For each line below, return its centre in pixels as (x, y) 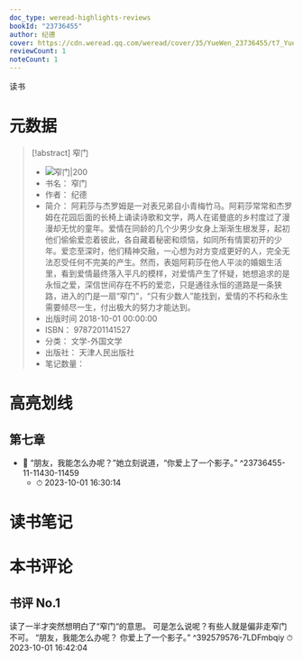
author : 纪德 (32, 34)
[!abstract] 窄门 (60, 152)
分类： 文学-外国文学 (83, 341)
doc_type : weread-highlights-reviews (80, 18)
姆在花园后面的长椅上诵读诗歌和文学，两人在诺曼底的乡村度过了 (163, 216)
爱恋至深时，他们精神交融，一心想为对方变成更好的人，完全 (171, 251)
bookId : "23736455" (46, 26)
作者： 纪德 (66, 194)
